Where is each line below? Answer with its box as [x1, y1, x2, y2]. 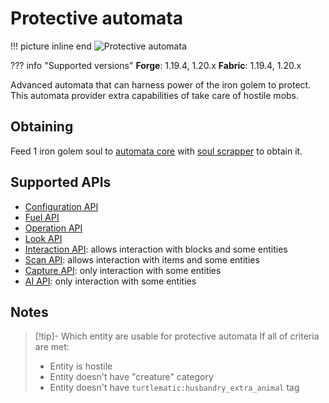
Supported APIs [10, 174, 112, 191]
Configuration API [24, 200, 99, 212]
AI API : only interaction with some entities [24, 275, 197, 287]
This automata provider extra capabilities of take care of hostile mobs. [10, 89, 300, 101]
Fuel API [24, 211, 60, 223]
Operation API [24, 222, 83, 234]
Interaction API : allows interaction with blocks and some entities [24, 243, 288, 255]
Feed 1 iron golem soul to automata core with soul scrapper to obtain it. [10, 145, 303, 157]
